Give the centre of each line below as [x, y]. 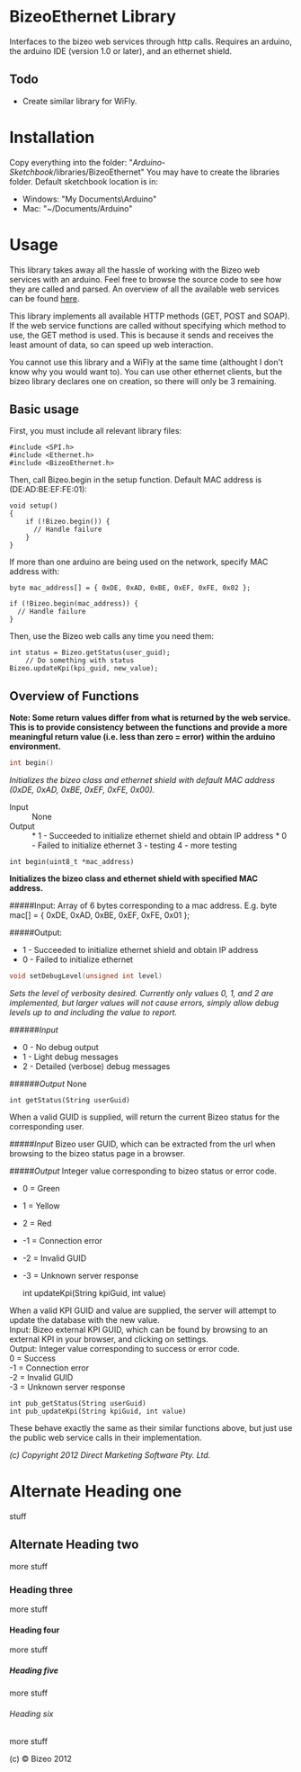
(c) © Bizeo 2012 [40, 1759]
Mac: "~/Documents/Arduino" [77, 208]
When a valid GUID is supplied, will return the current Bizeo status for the [145, 1117]
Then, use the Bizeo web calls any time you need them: [111, 636]
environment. [35, 747]
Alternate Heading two [74, 1545]
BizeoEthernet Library [93, 17]
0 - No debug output [60, 1047]
